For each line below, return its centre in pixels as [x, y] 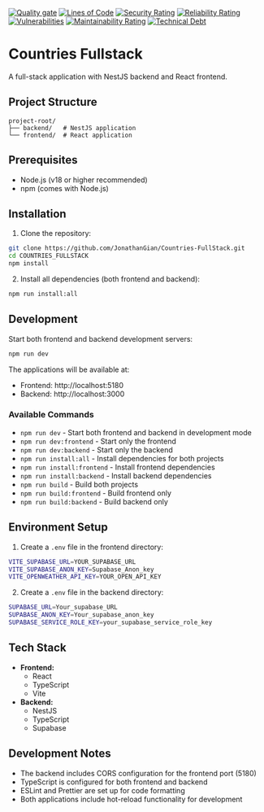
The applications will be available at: [69, 369]
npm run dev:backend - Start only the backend [96, 450]
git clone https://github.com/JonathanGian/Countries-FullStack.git [127, 248]
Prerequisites [43, 160]
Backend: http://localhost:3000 [72, 394]
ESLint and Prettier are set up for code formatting [102, 790]
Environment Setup [58, 528]
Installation [37, 214]
